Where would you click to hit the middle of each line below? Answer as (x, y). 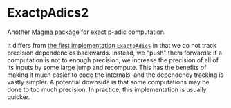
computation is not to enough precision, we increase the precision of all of (113, 60)
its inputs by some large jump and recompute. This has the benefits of (107, 67)
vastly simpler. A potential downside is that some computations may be (108, 82)
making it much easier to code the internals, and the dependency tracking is (115, 75)
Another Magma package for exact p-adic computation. (86, 32)
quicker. (19, 97)
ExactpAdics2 (48, 13)
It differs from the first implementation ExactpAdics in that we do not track (112, 45)
